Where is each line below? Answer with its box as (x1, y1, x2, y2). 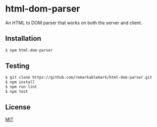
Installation (5, 34, 41, 43)
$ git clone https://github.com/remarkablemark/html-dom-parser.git (5, 75, 152, 80)
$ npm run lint (5, 84, 37, 90)
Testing (5, 61, 30, 71)
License (5, 103, 31, 111)
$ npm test (5, 89, 28, 94)
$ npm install (5, 80, 35, 85)
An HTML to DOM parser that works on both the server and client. (5, 20, 142, 26)
